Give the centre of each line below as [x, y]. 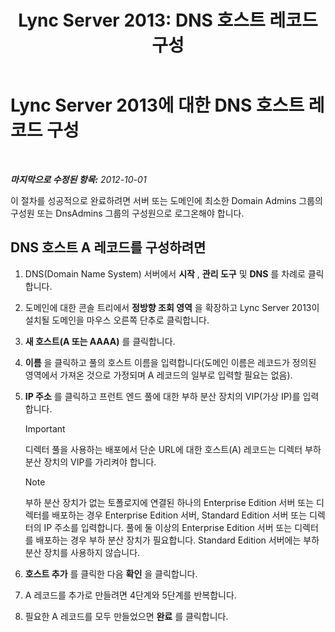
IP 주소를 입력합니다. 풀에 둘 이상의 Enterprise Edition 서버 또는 [168, 527]
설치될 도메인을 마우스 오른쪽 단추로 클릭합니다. [117, 320]
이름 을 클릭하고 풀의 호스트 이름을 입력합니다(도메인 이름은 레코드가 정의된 [170, 362]
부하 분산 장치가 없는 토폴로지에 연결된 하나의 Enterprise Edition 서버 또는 [169, 502]
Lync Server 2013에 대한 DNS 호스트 [157, 105]
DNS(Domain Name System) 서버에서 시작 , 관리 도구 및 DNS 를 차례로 [165, 273]
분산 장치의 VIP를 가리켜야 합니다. [90, 462]
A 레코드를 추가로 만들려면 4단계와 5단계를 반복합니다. [130, 595]
